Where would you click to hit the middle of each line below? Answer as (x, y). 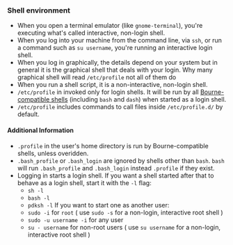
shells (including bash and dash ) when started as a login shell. (139, 100)
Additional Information (41, 130)
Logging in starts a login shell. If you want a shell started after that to (115, 175)
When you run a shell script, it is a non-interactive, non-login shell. (112, 85)
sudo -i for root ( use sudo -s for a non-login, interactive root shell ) (126, 212)
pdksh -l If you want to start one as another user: (98, 205)
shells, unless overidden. (53, 153)
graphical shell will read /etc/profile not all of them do (97, 77)
